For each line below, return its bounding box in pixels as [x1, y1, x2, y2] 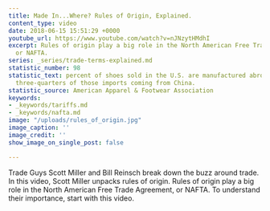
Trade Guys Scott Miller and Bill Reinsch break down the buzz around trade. [8, 168, 260, 177]
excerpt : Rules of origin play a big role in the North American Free [8, 42, 250, 50]
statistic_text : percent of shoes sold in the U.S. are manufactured [8, 71, 247, 79]
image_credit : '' [8, 131, 67, 139]
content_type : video [8, 19, 78, 27]
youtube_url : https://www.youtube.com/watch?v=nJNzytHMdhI [8, 34, 211, 43]
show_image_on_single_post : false [8, 138, 125, 147]
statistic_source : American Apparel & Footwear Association [8, 86, 215, 95]
